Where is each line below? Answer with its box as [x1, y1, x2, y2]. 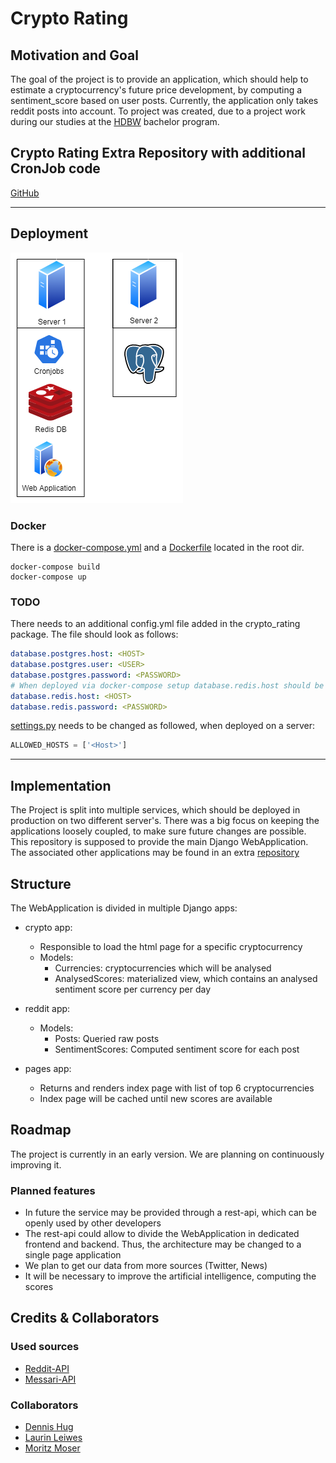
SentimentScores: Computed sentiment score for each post [54, 1043, 300, 1055]
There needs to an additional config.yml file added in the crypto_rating [10, 618, 301, 630]
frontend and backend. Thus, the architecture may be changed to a [24, 1238, 302, 1251]
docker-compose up [10, 572, 87, 582]
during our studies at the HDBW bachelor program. [10, 116, 220, 127]
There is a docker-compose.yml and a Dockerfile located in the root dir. [10, 541, 305, 553]
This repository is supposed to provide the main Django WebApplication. [10, 836, 309, 848]
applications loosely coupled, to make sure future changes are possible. [10, 825, 307, 837]
